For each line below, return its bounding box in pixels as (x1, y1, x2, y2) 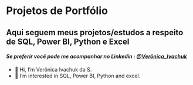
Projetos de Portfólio (6, 4, 109, 18)
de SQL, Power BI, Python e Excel (6, 36, 130, 46)
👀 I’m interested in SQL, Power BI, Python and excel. (14, 72, 141, 79)
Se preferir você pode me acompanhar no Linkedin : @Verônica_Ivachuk (6, 53, 187, 60)
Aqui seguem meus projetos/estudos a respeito (6, 28, 184, 38)
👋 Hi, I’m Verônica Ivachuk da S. (14, 66, 92, 73)
